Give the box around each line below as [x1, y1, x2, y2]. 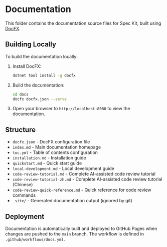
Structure [5, 125, 36, 134]
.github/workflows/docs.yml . [5, 236, 65, 242]
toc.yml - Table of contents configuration [12, 149, 98, 155]
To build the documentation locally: [5, 53, 78, 59]
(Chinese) [12, 182, 33, 188]
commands [12, 192, 36, 198]
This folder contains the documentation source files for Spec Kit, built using [5, 20, 161, 26]
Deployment [5, 212, 45, 221]
